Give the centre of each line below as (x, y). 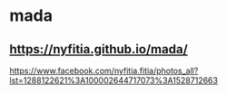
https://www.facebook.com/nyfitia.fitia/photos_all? (104, 70)
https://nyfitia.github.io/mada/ (99, 49)
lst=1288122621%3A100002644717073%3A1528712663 (113, 80)
